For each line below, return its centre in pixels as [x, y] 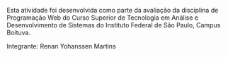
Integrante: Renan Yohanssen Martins [61, 46]
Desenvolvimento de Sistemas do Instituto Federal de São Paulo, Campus [114, 25]
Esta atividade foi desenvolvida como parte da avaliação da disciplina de [113, 10]
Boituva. [19, 32]
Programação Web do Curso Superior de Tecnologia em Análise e [103, 18]
